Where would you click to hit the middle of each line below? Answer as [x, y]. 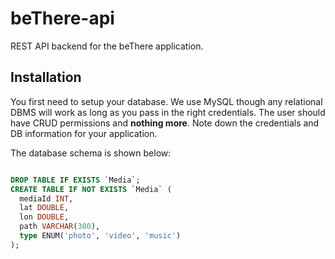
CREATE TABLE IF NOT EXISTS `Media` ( [91, 189]
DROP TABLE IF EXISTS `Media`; [75, 180]
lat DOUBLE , [44, 208]
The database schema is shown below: [91, 153]
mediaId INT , [46, 198]
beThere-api [62, 18]
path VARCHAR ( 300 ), [60, 227]
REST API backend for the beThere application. [107, 46]
